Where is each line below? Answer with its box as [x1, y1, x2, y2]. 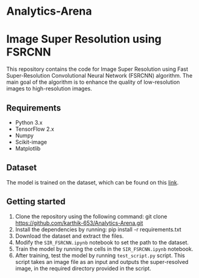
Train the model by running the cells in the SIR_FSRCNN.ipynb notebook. [15, 245, 194, 252]
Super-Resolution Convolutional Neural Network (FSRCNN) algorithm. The [6, 72, 193, 79]
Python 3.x [15, 119, 43, 126]
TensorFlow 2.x [15, 125, 54, 133]
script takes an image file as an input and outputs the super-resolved [15, 258, 189, 265]
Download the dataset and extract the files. [15, 232, 124, 240]
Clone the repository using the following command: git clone [15, 213, 168, 220]
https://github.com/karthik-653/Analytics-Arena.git [15, 219, 143, 227]
